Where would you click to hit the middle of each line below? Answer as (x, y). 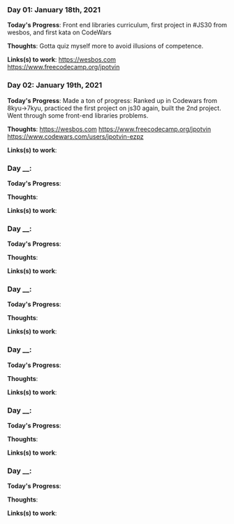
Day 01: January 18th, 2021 (54, 10)
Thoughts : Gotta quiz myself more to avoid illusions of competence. (105, 46)
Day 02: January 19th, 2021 (55, 85)
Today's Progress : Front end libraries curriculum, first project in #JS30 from (117, 25)
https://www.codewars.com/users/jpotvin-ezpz (75, 136)
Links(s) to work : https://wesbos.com (62, 60)
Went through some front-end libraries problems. (78, 115)
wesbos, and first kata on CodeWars (59, 32)
